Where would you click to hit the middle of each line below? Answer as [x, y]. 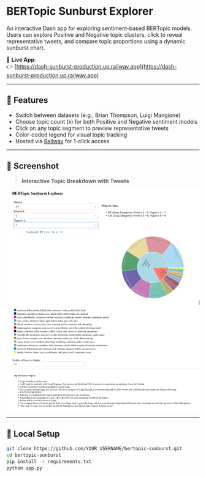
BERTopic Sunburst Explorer [80, 11]
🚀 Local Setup [33, 434]
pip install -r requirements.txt [49, 461]
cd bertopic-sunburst [34, 455]
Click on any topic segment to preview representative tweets [92, 128]
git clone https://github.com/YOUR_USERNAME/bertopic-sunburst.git [94, 448]
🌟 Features [27, 100]
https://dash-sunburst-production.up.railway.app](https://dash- [97, 66]
